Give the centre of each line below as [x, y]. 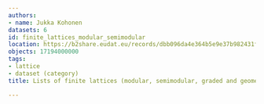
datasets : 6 [27, 30]
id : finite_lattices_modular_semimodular [77, 37]
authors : [22, 15]
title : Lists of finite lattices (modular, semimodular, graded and [123, 81]
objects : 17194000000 [44, 52]
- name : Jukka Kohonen [45, 23]
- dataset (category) [44, 74]
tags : [17, 59]
